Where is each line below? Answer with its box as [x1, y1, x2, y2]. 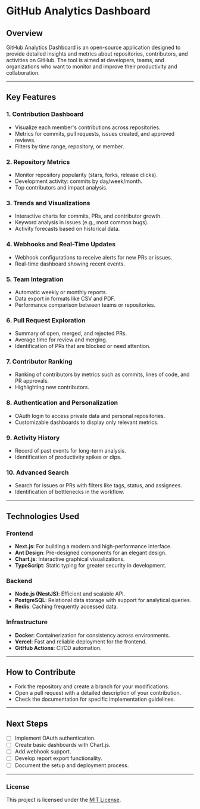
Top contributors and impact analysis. [14, 184, 108, 191]
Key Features [6, 92, 57, 102]
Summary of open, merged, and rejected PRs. [14, 330, 127, 337]
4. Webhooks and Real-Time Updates [6, 240, 116, 249]
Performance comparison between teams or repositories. [14, 301, 156, 309]
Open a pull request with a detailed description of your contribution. [14, 689, 182, 697]
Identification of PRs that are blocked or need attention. [14, 343, 151, 350]
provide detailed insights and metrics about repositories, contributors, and [6, 50, 189, 57]
